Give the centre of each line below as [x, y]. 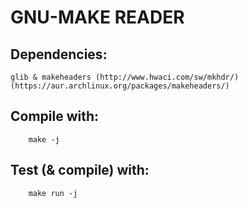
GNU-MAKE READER [97, 17]
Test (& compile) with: [80, 170]
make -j [44, 139]
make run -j [53, 193]
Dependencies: [59, 54]
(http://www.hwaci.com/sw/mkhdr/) [167, 77]
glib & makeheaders [51, 77]
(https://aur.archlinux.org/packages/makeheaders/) [120, 86]
